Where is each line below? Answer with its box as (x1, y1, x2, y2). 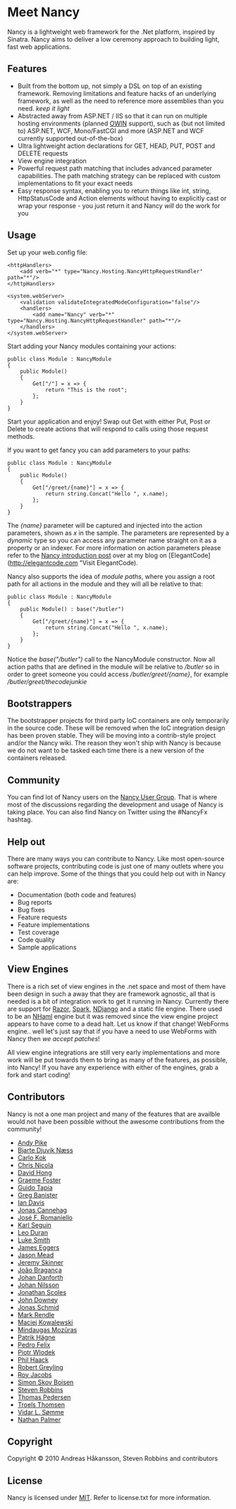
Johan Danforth (17, 1273, 63, 1281)
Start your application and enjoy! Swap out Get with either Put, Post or (7, 417, 211, 426)
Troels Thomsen (17, 1400, 66, 1409)
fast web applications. (7, 42, 72, 51)
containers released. (7, 754, 67, 762)
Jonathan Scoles (17, 1288, 67, 1296)
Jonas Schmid (17, 1303, 60, 1311)
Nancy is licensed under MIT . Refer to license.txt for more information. (7, 1494, 211, 1502)
